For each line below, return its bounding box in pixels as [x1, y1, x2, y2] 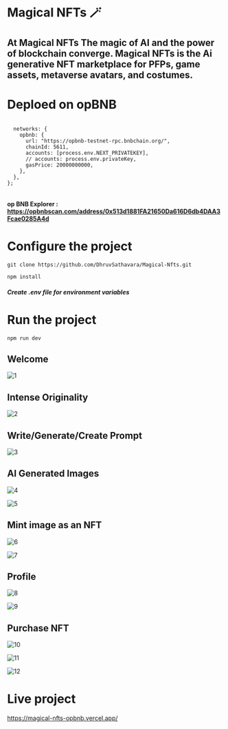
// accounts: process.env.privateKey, [25, 155, 137, 162]
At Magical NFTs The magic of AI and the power [7, 36, 215, 48]
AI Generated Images [7, 468, 100, 479]
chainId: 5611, [25, 143, 69, 151]
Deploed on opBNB [7, 96, 117, 112]
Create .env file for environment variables [7, 287, 130, 296]
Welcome [7, 353, 49, 364]
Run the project [7, 312, 97, 327]
